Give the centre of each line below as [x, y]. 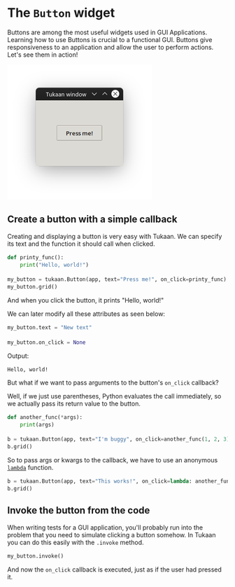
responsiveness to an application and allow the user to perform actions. [111, 47]
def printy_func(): [36, 257]
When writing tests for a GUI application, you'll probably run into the [105, 527]
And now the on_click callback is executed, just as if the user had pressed [115, 569]
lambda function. [30, 468]
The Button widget [61, 13]
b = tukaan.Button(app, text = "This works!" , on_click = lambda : [100, 481]
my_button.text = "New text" [50, 328]
